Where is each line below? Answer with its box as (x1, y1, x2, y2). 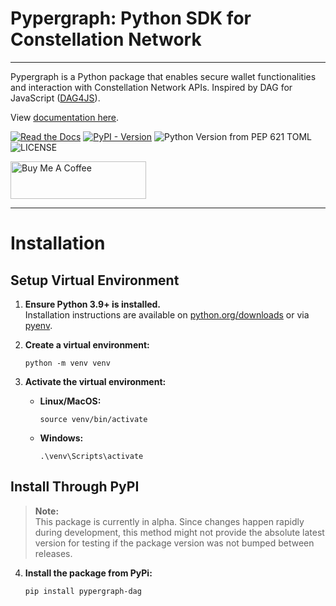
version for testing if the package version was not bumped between (34, 537, 315, 549)
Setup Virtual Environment (10, 272, 180, 289)
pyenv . (24, 319, 53, 331)
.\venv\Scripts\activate (39, 451, 144, 461)
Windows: (39, 432, 84, 444)
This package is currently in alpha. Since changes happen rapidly (34, 515, 305, 527)
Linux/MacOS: (39, 395, 102, 407)
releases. (34, 547, 73, 559)
